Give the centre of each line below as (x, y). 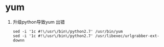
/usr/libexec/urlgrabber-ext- (127, 36)
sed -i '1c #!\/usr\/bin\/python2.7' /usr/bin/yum (68, 31)
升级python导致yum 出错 (39, 22)
